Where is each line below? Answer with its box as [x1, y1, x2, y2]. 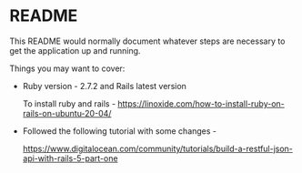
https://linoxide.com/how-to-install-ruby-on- [117, 97, 285, 109]
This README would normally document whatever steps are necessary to [9, 36, 286, 46]
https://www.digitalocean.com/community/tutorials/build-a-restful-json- [22, 143, 294, 154]
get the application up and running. [9, 45, 141, 56]
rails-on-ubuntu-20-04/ [22, 107, 112, 118]
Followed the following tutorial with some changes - [22, 125, 216, 137]
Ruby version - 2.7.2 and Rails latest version [22, 80, 186, 91]
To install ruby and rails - [22, 97, 116, 109]
